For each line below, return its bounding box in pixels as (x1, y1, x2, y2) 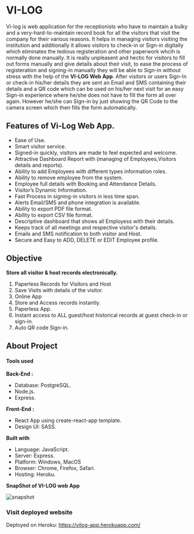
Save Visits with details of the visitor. (14, 286, 104, 293)
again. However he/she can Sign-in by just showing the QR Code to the (6, 97, 178, 104)
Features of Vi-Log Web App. (6, 121, 115, 131)
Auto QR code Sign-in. (14, 324, 69, 331)
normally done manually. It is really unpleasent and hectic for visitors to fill (6, 54, 185, 61)
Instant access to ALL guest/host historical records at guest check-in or (14, 312, 188, 319)
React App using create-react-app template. (14, 417, 122, 424)
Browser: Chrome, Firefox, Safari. (14, 465, 96, 472)
